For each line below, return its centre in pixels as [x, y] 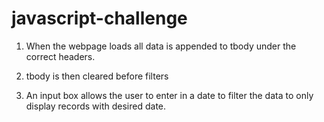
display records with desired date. [96, 106]
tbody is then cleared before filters [97, 76]
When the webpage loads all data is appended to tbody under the [161, 46]
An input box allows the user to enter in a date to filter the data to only [169, 95]
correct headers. [60, 56]
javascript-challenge [99, 18]
